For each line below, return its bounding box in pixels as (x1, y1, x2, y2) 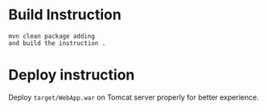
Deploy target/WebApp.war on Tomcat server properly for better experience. (8, 92, 260, 102)
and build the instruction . (8, 39, 106, 47)
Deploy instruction (8, 66, 135, 84)
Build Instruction (8, 6, 122, 24)
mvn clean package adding (8, 32, 95, 40)
